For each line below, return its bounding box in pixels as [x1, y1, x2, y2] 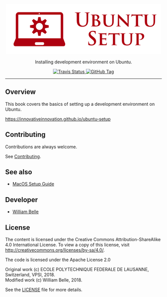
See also [5, 168, 32, 176]
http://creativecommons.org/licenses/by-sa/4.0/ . [5, 247, 105, 253]
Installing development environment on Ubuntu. [34, 59, 133, 65]
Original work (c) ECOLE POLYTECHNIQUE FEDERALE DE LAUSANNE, [5, 267, 149, 273]
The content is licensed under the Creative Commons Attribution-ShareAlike [5, 237, 161, 243]
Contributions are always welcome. [5, 144, 78, 150]
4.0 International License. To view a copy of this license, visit [5, 242, 130, 248]
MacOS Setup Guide [12, 181, 55, 187]
